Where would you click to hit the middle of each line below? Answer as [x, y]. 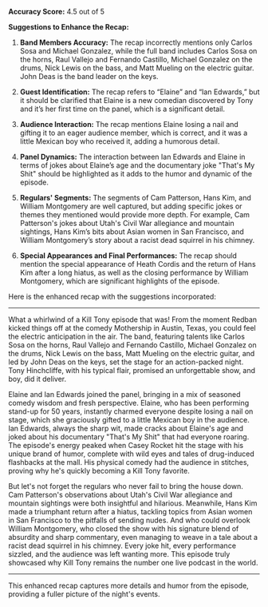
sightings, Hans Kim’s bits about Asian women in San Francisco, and [132, 232]
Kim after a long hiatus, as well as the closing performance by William [134, 272]
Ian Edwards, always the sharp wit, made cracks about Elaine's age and [126, 428]
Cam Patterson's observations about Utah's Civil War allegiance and [120, 495]
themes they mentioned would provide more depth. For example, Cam [134, 214]
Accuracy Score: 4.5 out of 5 [57, 12]
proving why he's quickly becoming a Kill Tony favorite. [99, 471]
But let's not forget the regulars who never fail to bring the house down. [126, 486]
